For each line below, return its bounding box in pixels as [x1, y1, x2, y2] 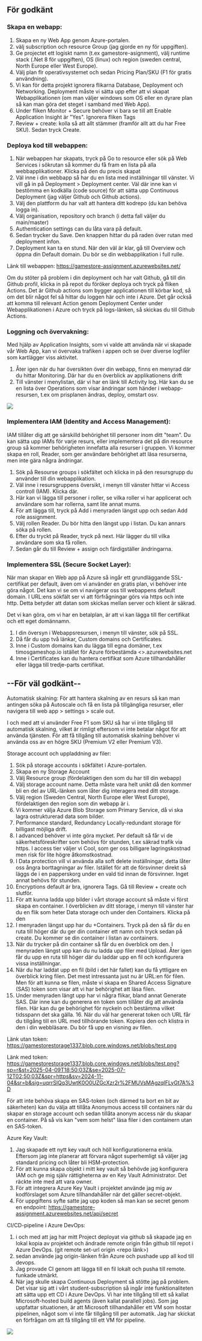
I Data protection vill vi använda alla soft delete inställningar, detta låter [15, 857, 191, 864]
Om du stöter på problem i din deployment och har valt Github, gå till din [7, 274, 186, 281]
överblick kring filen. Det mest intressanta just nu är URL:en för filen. [15, 972, 185, 980]
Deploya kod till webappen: [7, 141, 88, 149]
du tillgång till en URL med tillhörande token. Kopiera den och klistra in [15, 1017, 190, 1024]
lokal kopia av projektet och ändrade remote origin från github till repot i [15, 1239, 194, 1247]
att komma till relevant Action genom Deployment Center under [7, 299, 163, 306]
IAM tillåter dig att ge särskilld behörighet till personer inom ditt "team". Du [7, 431, 191, 438]
